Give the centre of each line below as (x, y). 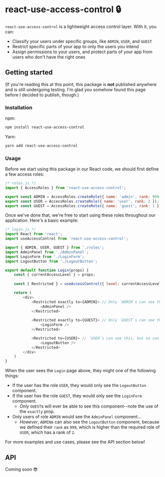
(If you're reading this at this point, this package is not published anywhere (81, 84)
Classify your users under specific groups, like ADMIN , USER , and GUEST (82, 41)
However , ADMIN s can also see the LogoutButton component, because (89, 422)
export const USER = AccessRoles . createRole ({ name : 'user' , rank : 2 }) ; (82, 201)
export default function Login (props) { (47, 270)
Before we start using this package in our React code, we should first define (82, 169)
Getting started (29, 73)
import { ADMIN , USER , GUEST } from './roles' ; (55, 248)
